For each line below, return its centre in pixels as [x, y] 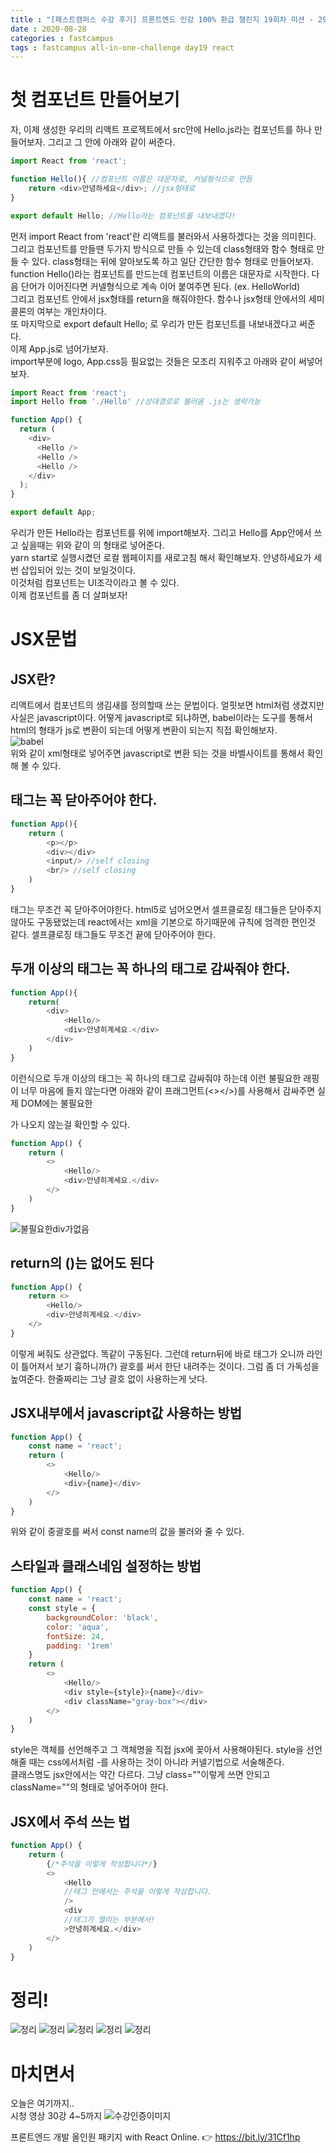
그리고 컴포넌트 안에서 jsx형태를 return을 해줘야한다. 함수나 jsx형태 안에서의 [158, 298]
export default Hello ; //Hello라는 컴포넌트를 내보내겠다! [123, 216]
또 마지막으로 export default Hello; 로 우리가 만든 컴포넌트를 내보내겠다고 [154, 323]
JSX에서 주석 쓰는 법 [70, 1821]
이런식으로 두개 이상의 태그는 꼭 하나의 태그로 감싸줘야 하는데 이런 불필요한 [156, 1078]
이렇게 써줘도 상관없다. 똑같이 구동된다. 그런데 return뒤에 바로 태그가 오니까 [157, 1353]
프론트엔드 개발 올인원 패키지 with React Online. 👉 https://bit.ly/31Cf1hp [155, 2137]
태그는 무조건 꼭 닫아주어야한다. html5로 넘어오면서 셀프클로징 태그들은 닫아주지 [166, 909]
